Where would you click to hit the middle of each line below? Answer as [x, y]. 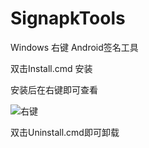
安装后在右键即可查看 [54, 89]
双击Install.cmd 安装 [51, 68]
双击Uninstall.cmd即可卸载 [65, 132]
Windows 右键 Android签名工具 [74, 47]
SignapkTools [68, 18]
